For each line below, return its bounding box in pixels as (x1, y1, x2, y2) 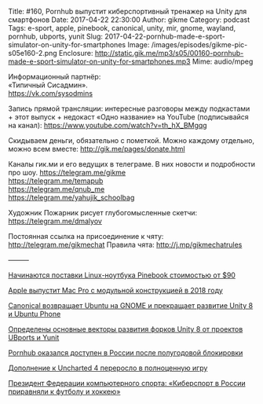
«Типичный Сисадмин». (8, 80, 88, 90)
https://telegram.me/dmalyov (8, 216, 102, 226)
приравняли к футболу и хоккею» (8, 387, 121, 396)
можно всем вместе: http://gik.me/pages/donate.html (8, 145, 186, 153)
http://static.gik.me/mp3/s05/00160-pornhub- (94, 49, 244, 57)
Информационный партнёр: (8, 72, 101, 81)
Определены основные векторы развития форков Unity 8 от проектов (8, 325, 243, 333)
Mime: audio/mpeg (192, 57, 254, 66)
